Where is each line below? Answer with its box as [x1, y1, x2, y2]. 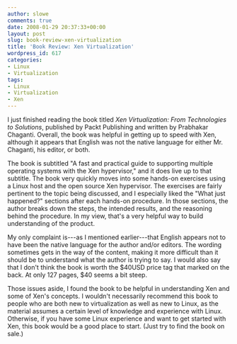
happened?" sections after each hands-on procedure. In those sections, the [7, 197, 229, 205]
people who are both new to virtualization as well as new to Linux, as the [7, 299, 219, 308]
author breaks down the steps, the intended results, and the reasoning [7, 205, 212, 212]
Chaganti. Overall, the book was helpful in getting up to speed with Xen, [7, 130, 217, 139]
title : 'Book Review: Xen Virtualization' [7, 43, 134, 50]
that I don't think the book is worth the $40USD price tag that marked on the [7, 263, 230, 271]
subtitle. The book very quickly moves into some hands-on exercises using [7, 174, 226, 183]
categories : [7, 57, 42, 64]
